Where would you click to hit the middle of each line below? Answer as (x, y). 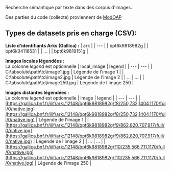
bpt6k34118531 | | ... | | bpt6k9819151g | (47, 51)
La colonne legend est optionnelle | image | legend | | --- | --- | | (73, 98)
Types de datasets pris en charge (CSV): (71, 33)
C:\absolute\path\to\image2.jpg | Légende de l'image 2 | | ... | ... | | (75, 77)
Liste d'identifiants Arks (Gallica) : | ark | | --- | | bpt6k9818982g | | (77, 45)
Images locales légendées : (35, 61)
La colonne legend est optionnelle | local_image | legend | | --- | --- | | (79, 66)
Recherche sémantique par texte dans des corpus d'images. (69, 7)
